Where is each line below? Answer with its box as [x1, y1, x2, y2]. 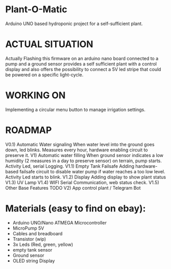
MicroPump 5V [12, 225, 44, 231]
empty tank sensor [12, 246, 53, 253]
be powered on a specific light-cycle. [5, 72, 84, 78]
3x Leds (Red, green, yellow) [12, 241, 74, 248]
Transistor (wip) [12, 236, 46, 242]
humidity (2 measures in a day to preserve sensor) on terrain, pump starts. [5, 158, 162, 164]
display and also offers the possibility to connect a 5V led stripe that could [5, 66, 161, 72]
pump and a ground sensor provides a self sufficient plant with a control [5, 60, 157, 67]
